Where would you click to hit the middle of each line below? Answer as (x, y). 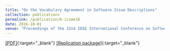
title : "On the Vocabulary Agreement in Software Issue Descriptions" (81, 10)
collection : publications (32, 15)
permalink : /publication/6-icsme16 (43, 19)
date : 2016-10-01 (24, 24)
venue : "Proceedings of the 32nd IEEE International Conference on (78, 29)
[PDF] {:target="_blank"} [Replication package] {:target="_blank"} (73, 43)
